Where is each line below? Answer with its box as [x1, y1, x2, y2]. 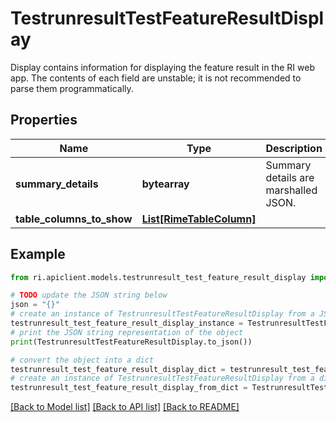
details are [265, 170, 315, 184]
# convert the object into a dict [10, 355, 155, 365]
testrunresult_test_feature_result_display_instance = [10, 318, 244, 329]
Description [265, 141, 323, 155]
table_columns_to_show [15, 212, 133, 226]
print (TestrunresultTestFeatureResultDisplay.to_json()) [10, 337, 253, 347]
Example [10, 246, 66, 263]
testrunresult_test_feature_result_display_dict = [10, 364, 226, 374]
